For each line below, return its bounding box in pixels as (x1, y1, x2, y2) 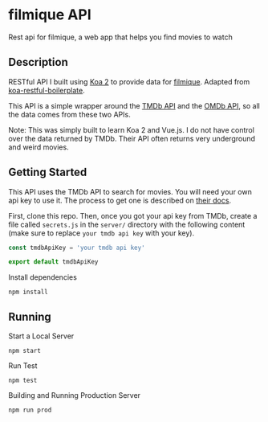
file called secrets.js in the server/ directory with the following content (8, 219, 246, 229)
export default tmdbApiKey (8, 258, 99, 266)
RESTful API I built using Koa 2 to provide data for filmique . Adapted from (8, 76, 250, 86)
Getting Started (8, 166, 87, 179)
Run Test (8, 361, 38, 371)
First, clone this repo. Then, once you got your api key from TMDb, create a (8, 211, 258, 220)
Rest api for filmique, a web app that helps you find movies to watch (8, 32, 233, 42)
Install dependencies (8, 272, 78, 282)
